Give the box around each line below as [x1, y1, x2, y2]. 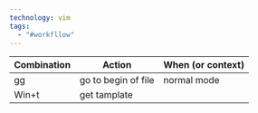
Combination [14, 59, 71, 71]
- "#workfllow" [17, 30, 75, 39]
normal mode [162, 74, 220, 87]
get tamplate [79, 89, 133, 101]
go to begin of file [79, 74, 155, 87]
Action [102, 59, 132, 71]
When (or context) [162, 59, 244, 71]
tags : [9, 22, 30, 31]
